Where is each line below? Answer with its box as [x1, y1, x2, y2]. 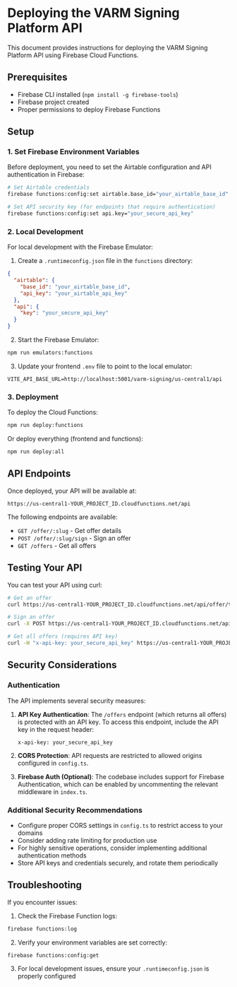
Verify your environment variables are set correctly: [17, 938, 168, 947]
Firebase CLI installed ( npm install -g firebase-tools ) [17, 90, 178, 98]
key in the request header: [17, 725, 95, 733]
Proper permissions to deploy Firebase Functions [17, 105, 161, 114]
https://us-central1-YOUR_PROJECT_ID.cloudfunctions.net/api [7, 500, 191, 507]
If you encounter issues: [7, 898, 78, 906]
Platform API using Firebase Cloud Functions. [7, 51, 139, 59]
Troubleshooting [7, 879, 83, 892]
